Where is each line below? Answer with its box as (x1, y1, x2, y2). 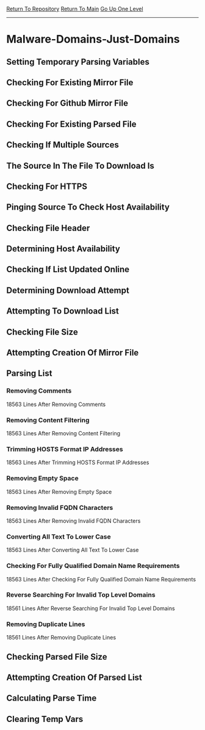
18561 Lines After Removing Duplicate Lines (6, 634, 117, 641)
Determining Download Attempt (6, 285, 129, 295)
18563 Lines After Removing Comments (6, 400, 106, 408)
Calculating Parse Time (6, 693, 97, 704)
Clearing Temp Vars (6, 713, 84, 724)
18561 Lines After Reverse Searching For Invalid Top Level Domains (6, 605, 175, 612)
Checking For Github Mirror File (6, 98, 128, 109)
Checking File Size (6, 326, 78, 337)
